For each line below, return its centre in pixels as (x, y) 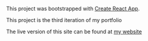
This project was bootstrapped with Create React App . (73, 9)
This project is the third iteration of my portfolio (64, 20)
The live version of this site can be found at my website (74, 31)
